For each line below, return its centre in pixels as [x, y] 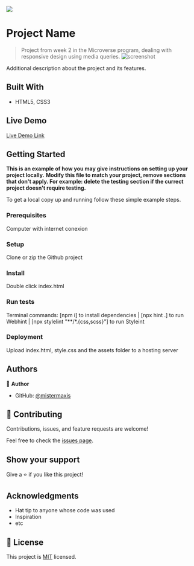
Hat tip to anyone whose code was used [65, 510]
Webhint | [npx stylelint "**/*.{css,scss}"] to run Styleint [75, 321]
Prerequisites [26, 216]
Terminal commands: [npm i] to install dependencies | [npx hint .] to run [95, 315]
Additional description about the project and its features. [76, 68]
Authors [22, 369]
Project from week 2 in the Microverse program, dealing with [96, 50]
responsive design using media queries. [70, 56]
